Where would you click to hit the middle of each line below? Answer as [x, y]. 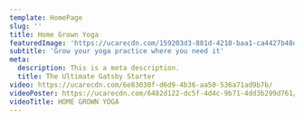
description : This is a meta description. [99, 69]
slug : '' [26, 26]
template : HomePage [46, 18]
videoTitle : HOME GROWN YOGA [64, 102]
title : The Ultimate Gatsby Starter [86, 77]
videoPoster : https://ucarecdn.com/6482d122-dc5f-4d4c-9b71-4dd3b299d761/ [153, 93]
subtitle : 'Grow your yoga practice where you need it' [117, 51]
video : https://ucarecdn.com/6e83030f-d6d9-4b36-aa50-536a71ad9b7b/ [141, 85]
